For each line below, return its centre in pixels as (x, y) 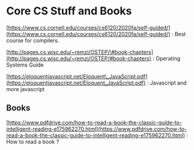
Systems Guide (25, 65)
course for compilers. (33, 40)
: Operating (166, 58)
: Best (179, 34)
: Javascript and (167, 83)
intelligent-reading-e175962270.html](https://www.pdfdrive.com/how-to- (97, 129)
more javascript (26, 89)
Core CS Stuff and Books (69, 11)
